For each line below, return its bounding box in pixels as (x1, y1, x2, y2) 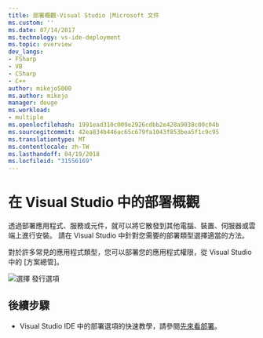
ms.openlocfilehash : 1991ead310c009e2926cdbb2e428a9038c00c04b (8, 121, 220, 129)
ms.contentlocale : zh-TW (8, 143, 89, 151)
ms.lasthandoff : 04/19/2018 (8, 150, 100, 158)
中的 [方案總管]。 (8, 257, 64, 267)
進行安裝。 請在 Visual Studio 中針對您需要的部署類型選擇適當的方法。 (21, 231, 249, 240)
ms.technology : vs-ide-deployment (8, 33, 122, 42)
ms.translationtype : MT (8, 135, 86, 144)
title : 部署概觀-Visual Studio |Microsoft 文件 (8, 11, 159, 20)
